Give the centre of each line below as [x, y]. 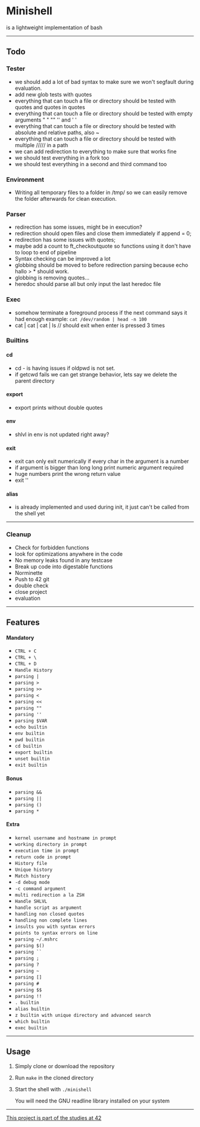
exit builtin [31, 765]
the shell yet [30, 513]
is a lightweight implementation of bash [54, 27]
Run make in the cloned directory [54, 1078]
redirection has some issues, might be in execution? [79, 227]
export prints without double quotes [59, 407]
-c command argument [40, 889]
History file [31, 863]
